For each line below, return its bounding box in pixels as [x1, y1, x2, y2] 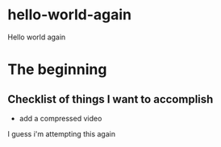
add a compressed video [19, 113, 102, 123]
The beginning [7, 60, 107, 79]
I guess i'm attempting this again [7, 129, 116, 138]
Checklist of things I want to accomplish [7, 92, 214, 106]
